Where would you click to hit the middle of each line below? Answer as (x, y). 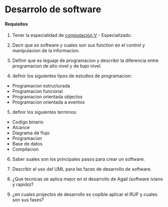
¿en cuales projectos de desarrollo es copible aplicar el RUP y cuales (85, 194)
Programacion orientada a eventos (49, 102)
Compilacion (25, 149)
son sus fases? (28, 200)
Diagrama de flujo (31, 133)
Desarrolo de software (53, 9)
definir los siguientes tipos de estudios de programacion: (72, 76)
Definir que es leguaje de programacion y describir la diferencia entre (85, 60)
